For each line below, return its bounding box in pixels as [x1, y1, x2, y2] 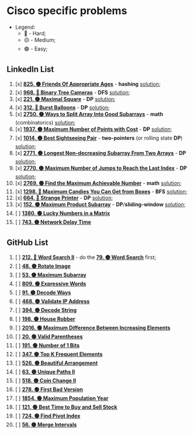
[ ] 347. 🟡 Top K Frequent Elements [15, 351, 103, 358]
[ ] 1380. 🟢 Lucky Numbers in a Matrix [15, 210, 111, 217]
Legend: [15, 23, 36, 31]
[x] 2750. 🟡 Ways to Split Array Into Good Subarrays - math [15, 110, 163, 117]
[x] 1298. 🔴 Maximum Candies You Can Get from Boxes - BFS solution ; [15, 188, 188, 195]
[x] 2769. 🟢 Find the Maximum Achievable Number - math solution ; [15, 179, 182, 186]
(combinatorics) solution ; [15, 119, 75, 126]
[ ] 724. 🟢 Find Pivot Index [15, 412, 81, 419]
